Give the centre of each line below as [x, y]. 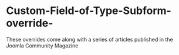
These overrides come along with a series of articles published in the [89, 39]
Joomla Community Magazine [42, 46]
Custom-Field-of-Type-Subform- [89, 11]
